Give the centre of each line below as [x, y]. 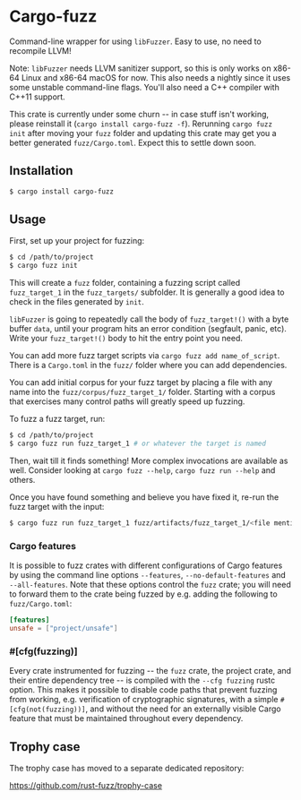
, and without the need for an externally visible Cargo [183, 709]
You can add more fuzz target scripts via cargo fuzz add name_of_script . [145, 356]
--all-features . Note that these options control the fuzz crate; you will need [150, 585]
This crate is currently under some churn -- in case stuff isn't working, [139, 114]
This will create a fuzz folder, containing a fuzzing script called [125, 283]
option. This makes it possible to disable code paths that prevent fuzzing [143, 690]
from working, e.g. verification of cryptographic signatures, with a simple [144, 700]
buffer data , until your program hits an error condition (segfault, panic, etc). [148, 329]
